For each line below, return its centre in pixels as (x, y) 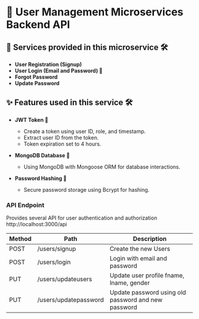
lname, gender (129, 283)
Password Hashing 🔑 (41, 178)
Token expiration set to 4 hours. (62, 144)
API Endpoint (25, 205)
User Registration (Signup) (48, 64)
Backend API (38, 25)
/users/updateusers (65, 279)
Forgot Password (36, 77)
